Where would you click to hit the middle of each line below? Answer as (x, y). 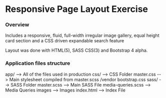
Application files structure (38, 63)
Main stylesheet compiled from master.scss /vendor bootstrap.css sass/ (84, 79)
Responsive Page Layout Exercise (77, 9)
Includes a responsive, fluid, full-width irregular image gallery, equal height (82, 35)
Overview (17, 25)
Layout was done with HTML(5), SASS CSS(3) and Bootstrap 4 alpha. (76, 50)
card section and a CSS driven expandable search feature (65, 41)
